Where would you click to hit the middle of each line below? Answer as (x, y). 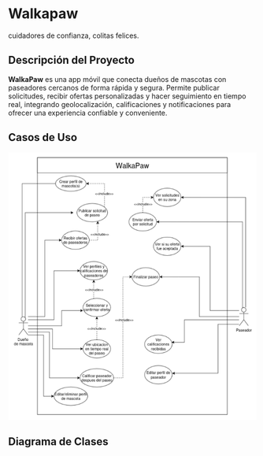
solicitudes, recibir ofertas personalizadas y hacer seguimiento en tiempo (127, 96)
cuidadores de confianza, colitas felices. (74, 35)
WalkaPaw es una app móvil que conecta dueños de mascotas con (117, 79)
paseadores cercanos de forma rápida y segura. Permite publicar (114, 87)
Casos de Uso (43, 137)
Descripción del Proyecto (72, 60)
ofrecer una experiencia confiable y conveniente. (88, 113)
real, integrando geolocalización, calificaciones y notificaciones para (120, 104)
